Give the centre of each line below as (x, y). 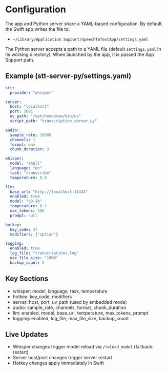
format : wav (23, 145)
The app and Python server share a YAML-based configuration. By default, (84, 24)
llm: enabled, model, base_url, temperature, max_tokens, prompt (80, 313)
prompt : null (24, 216)
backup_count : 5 (27, 263)
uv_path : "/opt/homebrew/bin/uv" (46, 116)
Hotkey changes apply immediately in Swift (58, 363)
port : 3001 (22, 111)
